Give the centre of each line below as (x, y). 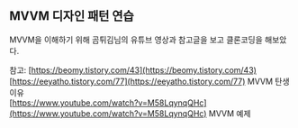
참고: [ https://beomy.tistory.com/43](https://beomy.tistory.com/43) (133, 69)
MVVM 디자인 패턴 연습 (72, 16)
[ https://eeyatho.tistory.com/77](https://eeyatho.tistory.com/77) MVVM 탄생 (149, 81)
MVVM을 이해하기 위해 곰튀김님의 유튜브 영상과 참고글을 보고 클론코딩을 (136, 40)
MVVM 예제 (230, 113)
